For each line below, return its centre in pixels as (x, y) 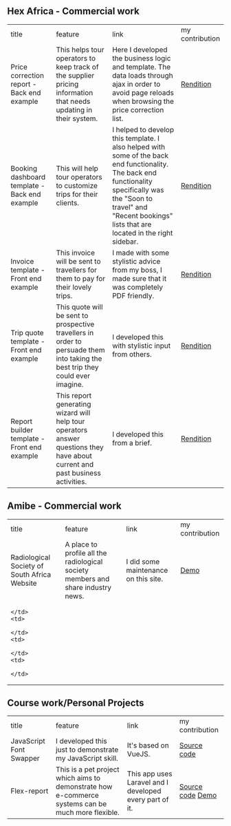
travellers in (75, 332)
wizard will (73, 412)
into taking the (79, 359)
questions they (80, 447)
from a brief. (132, 443)
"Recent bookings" (143, 215)
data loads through (143, 75)
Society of (27, 566)
